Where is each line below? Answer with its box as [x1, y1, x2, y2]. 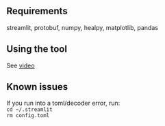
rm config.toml [6, 112, 50, 119]
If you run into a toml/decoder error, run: [6, 99, 120, 108]
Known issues [6, 81, 68, 93]
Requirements [6, 5, 68, 17]
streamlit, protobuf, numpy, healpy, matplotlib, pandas [6, 23, 159, 31]
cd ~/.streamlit [6, 106, 53, 113]
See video [6, 61, 35, 69]
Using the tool [6, 44, 68, 55]
